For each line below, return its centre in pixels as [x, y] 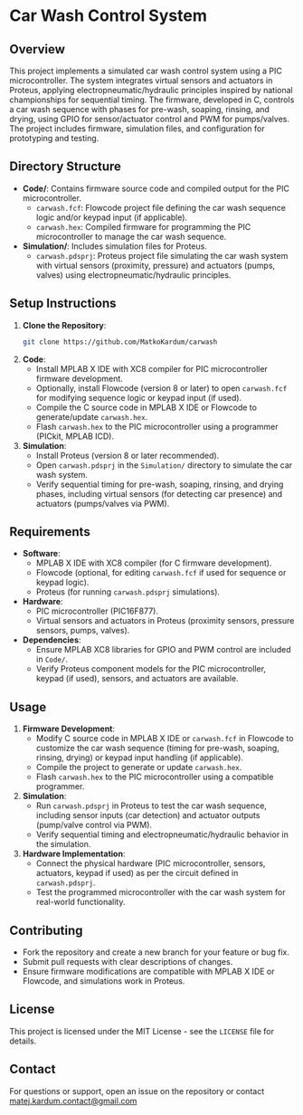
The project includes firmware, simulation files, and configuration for [137, 129]
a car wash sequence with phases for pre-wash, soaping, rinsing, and [139, 109]
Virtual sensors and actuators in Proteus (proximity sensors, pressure [165, 621]
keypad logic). [62, 582]
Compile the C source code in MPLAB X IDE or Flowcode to [147, 407]
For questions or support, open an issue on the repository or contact [137, 1091]
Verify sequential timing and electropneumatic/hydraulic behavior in [162, 834]
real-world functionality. [80, 902]
